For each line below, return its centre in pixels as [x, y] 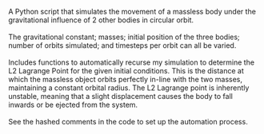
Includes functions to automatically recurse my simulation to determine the [131, 62]
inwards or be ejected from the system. [73, 104]
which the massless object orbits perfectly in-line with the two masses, [125, 79]
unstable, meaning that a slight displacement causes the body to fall [121, 96]
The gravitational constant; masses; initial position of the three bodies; [124, 37]
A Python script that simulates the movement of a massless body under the [132, 12]
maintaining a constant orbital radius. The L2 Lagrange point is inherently [129, 88]
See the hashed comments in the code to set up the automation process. [128, 122]
